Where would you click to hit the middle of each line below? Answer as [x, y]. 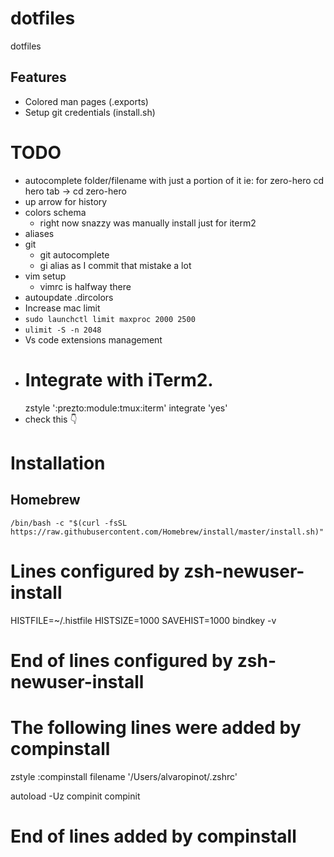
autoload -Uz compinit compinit [75, 796]
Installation [58, 463]
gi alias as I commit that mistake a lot [115, 265]
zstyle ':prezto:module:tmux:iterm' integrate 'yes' [126, 408]
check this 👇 [51, 419]
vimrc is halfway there [85, 286]
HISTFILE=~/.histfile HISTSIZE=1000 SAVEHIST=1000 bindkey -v [143, 620]
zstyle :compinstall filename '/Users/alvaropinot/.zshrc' [124, 776]
